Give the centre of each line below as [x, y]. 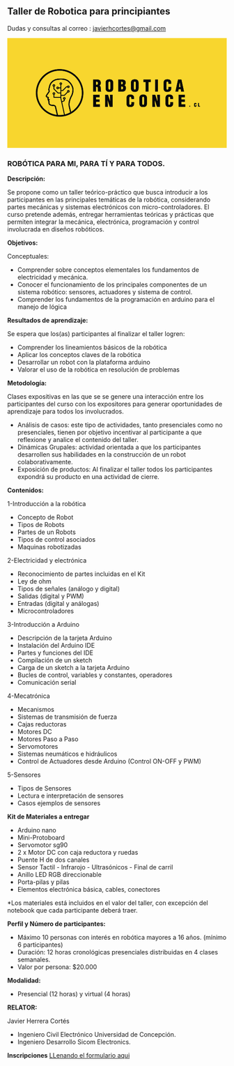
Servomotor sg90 [42, 845]
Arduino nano [37, 830]
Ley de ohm [34, 581]
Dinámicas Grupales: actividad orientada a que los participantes [109, 447]
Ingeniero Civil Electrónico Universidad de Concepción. [96, 1035]
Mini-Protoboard [41, 838]
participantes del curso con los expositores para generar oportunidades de [115, 404]
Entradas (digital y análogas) [58, 604]
